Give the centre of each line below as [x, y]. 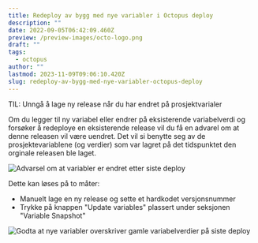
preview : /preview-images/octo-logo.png [76, 37]
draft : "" [24, 45]
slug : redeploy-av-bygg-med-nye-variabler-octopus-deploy [105, 81]
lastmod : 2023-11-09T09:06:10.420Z [67, 74]
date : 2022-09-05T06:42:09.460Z [61, 30]
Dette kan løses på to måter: [54, 183]
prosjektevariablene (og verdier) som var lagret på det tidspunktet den [122, 144]
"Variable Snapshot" [52, 215]
